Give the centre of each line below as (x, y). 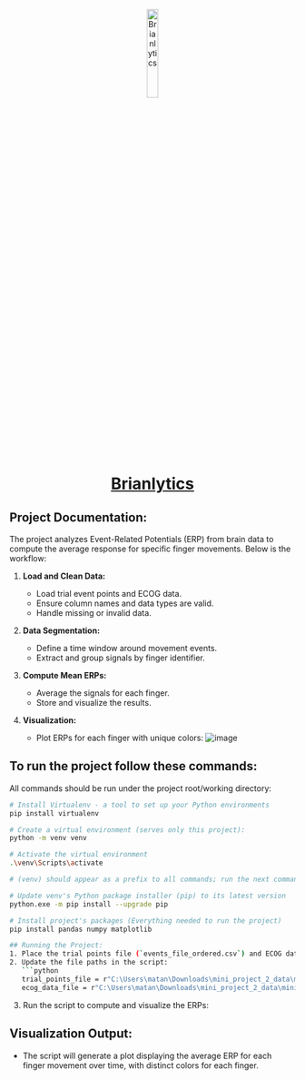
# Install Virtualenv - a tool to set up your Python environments (140, 805)
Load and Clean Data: (64, 576)
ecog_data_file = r (58, 987)
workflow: (28, 558)
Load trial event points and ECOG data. (109, 594)
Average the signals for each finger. (103, 693)
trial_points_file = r (64, 979)
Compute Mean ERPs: (64, 675)
